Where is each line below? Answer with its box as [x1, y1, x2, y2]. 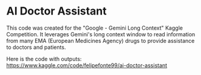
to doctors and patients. [6, 44, 66, 51]
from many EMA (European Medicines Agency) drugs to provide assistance [6, 37, 195, 44]
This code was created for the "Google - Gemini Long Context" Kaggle [6, 24, 183, 31]
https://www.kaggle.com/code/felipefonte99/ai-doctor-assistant [6, 62, 168, 69]
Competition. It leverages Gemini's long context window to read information [6, 30, 196, 37]
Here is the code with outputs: [6, 55, 82, 62]
